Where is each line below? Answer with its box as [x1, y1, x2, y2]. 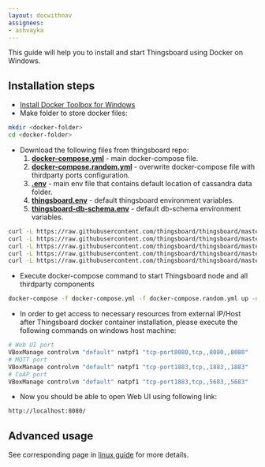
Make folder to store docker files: [19, 108, 128, 118]
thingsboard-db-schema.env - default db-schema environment [31, 204, 241, 213]
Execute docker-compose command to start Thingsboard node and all [19, 271, 248, 281]
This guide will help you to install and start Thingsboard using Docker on [8, 48, 243, 58]
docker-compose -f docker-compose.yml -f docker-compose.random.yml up [8, 295, 248, 303]
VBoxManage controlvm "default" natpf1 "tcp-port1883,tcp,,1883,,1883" [8, 363, 248, 371]
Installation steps [8, 79, 95, 92]
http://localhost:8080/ [8, 407, 87, 415]
